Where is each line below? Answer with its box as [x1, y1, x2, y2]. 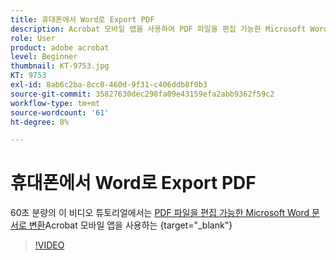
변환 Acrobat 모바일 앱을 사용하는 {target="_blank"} [28, 219, 233, 231]
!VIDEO [34, 239, 65, 251]
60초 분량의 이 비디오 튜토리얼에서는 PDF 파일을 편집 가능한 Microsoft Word [10, 207, 310, 219]
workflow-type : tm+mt [10, 98, 101, 108]
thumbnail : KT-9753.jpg [10, 61, 110, 71]
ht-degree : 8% [10, 117, 70, 127]
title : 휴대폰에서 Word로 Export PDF [10, 14, 155, 25]
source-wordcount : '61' [10, 107, 110, 118]
